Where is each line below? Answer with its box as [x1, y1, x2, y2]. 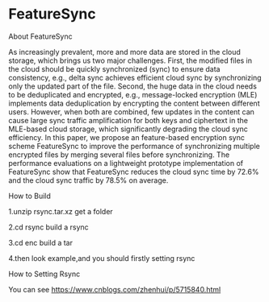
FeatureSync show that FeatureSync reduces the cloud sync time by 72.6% [8, 167, 259, 176]
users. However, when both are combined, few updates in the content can [8, 106, 254, 117]
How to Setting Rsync [8, 269, 81, 279]
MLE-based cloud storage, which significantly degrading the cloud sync [8, 124, 249, 134]
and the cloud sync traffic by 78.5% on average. [8, 175, 169, 185]
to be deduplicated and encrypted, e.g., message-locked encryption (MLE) [8, 89, 258, 99]
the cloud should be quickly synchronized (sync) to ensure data [8, 64, 221, 73]
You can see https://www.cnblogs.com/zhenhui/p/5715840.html [8, 284, 221, 294]
